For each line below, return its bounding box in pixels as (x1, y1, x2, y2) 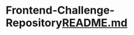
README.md (62, 16, 128, 30)
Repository (5, 16, 62, 30)
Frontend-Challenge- (5, 4, 115, 17)
